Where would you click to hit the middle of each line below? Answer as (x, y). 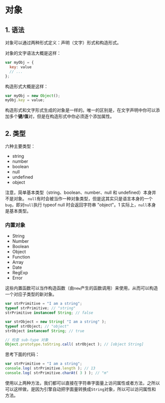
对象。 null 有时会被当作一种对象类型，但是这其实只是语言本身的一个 (83, 199)
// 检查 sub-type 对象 (27, 340)
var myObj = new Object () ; (33, 96)
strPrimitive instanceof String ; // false (49, 313)
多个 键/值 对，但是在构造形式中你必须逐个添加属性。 (62, 116)
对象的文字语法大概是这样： (33, 53)
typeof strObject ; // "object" (37, 326)
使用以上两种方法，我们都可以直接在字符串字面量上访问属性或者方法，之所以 (82, 383)
